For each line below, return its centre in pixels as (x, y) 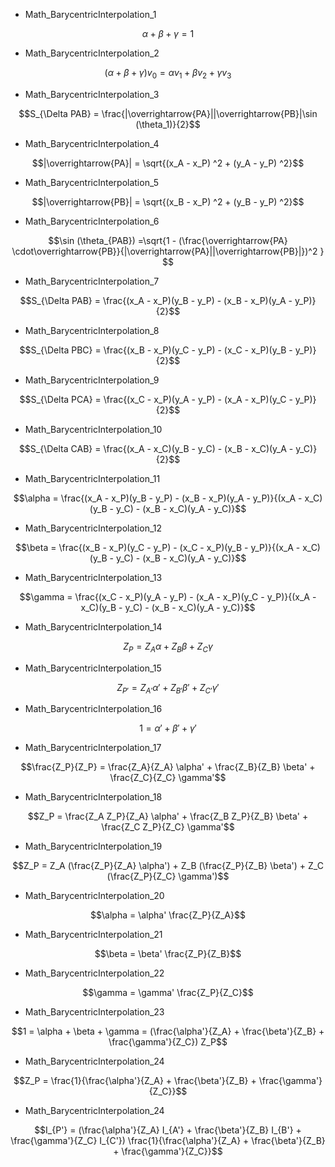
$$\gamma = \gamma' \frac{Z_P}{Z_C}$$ (168, 993)
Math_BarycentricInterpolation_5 (91, 182)
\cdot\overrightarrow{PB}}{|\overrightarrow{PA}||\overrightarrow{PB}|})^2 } (168, 251)
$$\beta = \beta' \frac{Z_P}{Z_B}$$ (168, 954)
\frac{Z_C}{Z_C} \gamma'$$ (168, 778)
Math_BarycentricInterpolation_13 (93, 577)
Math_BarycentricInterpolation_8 (92, 330)
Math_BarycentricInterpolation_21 (93, 935)
